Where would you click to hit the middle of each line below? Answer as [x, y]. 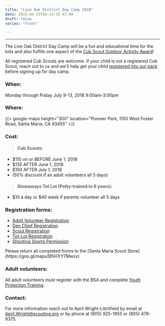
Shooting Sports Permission [40, 241]
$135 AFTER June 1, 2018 [38, 164]
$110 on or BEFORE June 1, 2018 [45, 159]
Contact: [16, 297]
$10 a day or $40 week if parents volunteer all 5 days [66, 197]
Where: [14, 108]
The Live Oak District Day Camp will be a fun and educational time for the [79, 46]
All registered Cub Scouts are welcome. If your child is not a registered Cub [81, 61]
